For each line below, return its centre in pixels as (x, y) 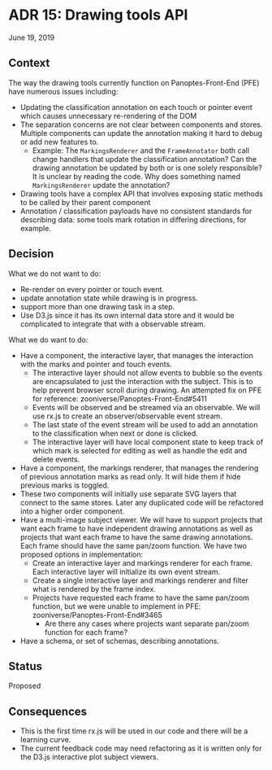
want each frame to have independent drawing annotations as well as (136, 528)
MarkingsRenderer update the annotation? (101, 185)
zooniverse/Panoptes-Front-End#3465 (97, 615)
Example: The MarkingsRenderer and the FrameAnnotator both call (141, 150)
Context (29, 63)
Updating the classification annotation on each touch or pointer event (136, 107)
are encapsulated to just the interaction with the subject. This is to (142, 381)
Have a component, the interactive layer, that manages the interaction (136, 355)
